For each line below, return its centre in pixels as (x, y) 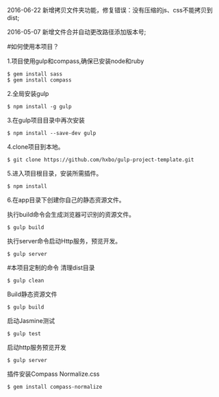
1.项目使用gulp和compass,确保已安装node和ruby (76, 61)
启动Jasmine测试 (31, 321)
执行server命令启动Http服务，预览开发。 (64, 241)
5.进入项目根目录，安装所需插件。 (55, 173)
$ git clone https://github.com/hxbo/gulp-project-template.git (101, 160)
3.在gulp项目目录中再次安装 (46, 120)
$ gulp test (24, 334)
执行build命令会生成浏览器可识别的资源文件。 (71, 214)
